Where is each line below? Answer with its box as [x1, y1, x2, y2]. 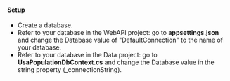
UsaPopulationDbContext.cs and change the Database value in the [17, 58, 215, 66]
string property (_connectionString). [17, 66, 122, 74]
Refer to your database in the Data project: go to [17, 51, 158, 59]
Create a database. [17, 21, 73, 29]
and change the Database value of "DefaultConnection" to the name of [17, 36, 224, 45]
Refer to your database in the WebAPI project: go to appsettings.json [17, 29, 219, 37]
